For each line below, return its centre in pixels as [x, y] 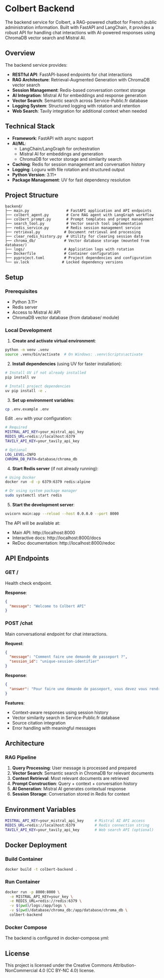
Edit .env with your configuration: [39, 418]
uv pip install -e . [26, 391]
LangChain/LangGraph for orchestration [60, 149]
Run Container [22, 882]
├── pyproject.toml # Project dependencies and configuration [78, 258]
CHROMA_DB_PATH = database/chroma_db [41, 459]
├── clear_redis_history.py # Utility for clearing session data [74, 237]
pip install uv [20, 377]
